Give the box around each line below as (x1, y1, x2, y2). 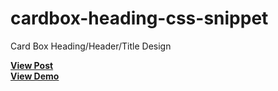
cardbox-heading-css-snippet (10, 7, 269, 30)
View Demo (10, 70, 60, 82)
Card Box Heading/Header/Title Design (10, 40, 172, 52)
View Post (10, 59, 54, 71)
